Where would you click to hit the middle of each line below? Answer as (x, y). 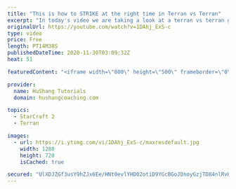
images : (19, 136)
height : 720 (37, 155)
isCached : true (42, 162)
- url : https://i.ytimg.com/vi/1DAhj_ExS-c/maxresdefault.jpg (106, 142)
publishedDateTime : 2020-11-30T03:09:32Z (69, 53)
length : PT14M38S (33, 46)
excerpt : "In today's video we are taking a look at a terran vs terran (116, 20)
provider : (22, 85)
